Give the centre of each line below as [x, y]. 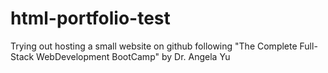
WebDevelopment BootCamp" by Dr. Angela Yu [133, 56]
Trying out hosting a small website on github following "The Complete [154, 46]
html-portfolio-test [90, 18]
